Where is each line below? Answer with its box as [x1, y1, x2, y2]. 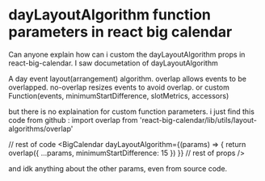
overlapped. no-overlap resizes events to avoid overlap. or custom [8, 82, 230, 92]
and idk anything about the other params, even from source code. [8, 163, 228, 173]
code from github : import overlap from [8, 115, 139, 124]
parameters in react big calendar [8, 23, 233, 41]
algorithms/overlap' [8, 124, 74, 133]
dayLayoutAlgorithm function [8, 6, 212, 24]
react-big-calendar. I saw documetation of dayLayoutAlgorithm [8, 58, 218, 68]
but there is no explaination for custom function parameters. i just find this [8, 107, 254, 116]
